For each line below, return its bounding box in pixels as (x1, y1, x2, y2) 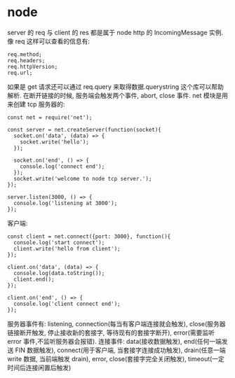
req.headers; (7, 57, 46, 64)
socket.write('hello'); (20, 138, 90, 146)
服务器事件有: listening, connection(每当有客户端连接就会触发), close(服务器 (7, 319, 226, 328)
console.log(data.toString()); (13, 269, 105, 276)
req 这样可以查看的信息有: (15, 36, 90, 45)
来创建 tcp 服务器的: (7, 99, 65, 108)
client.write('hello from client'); (13, 245, 121, 252)
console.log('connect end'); (20, 162, 105, 170)
